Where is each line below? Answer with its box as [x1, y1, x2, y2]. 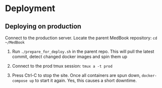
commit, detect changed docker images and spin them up [12, 54, 127, 59]
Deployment [5, 3, 56, 14]
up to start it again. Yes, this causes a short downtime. [29, 78, 137, 83]
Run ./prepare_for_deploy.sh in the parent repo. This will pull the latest [12, 49, 155, 54]
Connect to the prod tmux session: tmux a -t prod [12, 63, 113, 69]
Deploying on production [5, 22, 81, 30]
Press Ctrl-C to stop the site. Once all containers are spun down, [12, 73, 141, 78]
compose [12, 78, 28, 83]
